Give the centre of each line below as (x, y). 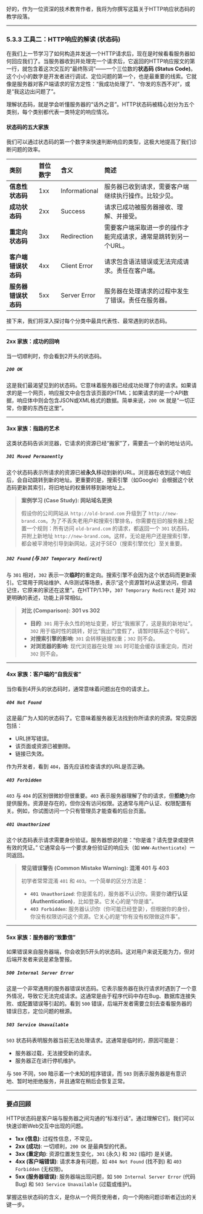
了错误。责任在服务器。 (137, 300)
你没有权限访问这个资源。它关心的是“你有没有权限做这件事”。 (106, 916)
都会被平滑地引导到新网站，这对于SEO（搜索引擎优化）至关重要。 (103, 543)
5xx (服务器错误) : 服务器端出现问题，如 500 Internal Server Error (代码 (105, 1176)
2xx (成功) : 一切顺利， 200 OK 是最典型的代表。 (72, 1146)
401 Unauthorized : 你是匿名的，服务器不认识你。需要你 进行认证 (109, 894)
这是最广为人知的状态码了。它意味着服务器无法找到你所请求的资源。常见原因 (101, 718)
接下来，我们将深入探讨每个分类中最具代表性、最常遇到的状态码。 (88, 320)
